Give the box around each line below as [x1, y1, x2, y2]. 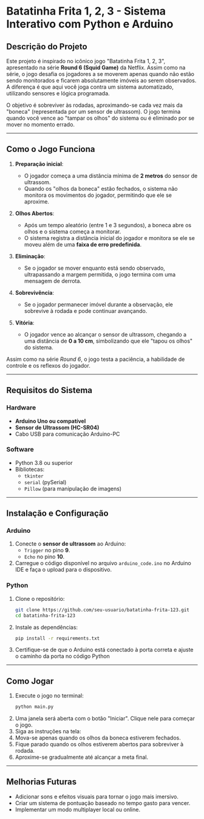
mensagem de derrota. [24, 277, 82, 284]
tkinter [24, 473, 44, 479]
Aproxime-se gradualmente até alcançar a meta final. [15, 753, 149, 761]
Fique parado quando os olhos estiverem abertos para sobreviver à [15, 741, 184, 748]
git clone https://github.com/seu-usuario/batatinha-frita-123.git [15, 606, 189, 613]
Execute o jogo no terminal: [15, 692, 84, 699]
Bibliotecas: [15, 465, 45, 473]
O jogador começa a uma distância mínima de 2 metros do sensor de [24, 172, 198, 179]
